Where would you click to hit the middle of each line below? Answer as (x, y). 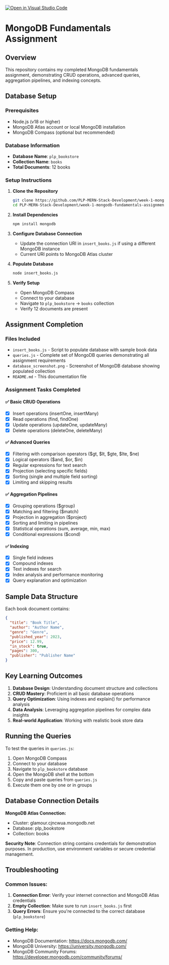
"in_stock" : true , (29, 646)
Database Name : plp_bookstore (46, 156)
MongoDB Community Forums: (45, 951)
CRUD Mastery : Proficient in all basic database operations (73, 693)
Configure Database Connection (47, 233)
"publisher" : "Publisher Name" (43, 656)
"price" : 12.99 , (27, 641)
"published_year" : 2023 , (36, 637)
